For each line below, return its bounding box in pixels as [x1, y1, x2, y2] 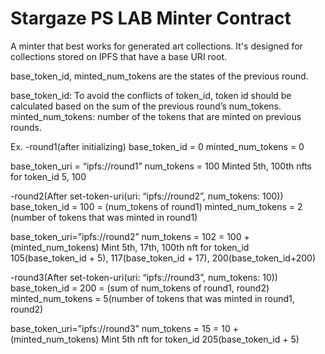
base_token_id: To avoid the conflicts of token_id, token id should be [10, 89, 292, 101]
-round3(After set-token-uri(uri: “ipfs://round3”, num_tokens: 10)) [10, 271, 278, 283]
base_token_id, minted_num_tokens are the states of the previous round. [10, 70, 309, 82]
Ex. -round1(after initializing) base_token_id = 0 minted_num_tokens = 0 [10, 140, 305, 152]
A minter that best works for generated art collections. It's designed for [10, 40, 303, 52]
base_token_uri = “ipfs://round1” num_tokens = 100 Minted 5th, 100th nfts [10, 160, 312, 172]
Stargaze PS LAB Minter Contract [10, 7, 292, 30]
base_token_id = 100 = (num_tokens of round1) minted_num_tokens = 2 [10, 200, 303, 212]
